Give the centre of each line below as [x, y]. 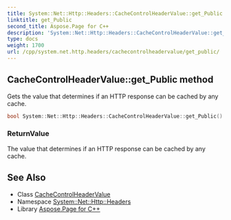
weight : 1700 [26, 45]
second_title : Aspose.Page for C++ [58, 26]
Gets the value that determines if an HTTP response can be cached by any [113, 96]
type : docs [23, 39]
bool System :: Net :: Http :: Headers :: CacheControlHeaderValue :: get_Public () [115, 116]
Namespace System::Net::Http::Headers [74, 201]
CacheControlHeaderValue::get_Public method [110, 80]
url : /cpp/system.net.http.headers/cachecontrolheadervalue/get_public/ [113, 52]
